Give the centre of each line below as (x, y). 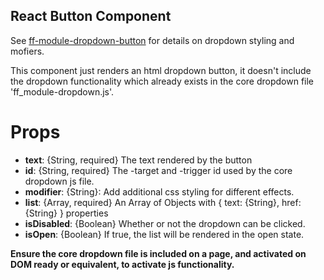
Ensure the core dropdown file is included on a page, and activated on (158, 253)
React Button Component (91, 16)
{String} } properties (66, 213)
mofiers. (27, 51)
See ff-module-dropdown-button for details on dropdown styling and (152, 40)
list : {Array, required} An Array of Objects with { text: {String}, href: (163, 202)
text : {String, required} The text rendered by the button (138, 160)
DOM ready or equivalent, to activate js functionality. (122, 264)
